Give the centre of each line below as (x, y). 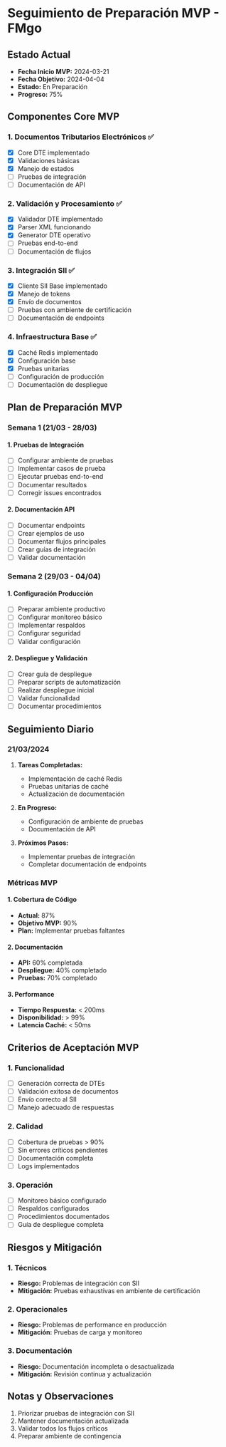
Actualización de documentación (76, 794)
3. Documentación (40, 1351)
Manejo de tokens (44, 294)
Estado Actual (39, 55)
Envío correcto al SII (47, 1099)
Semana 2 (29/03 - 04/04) (54, 576)
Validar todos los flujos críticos (63, 1428)
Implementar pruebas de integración (82, 856)
